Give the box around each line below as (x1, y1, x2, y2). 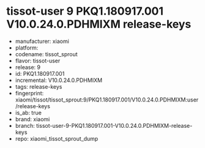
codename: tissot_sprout (15, 50, 78, 57)
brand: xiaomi (15, 115, 50, 123)
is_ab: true (15, 109, 42, 116)
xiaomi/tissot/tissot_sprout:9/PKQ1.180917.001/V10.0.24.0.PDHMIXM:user (15, 96, 199, 103)
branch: (15, 122, 35, 129)
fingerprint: (15, 89, 44, 97)
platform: (15, 44, 39, 51)
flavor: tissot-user (15, 57, 61, 64)
